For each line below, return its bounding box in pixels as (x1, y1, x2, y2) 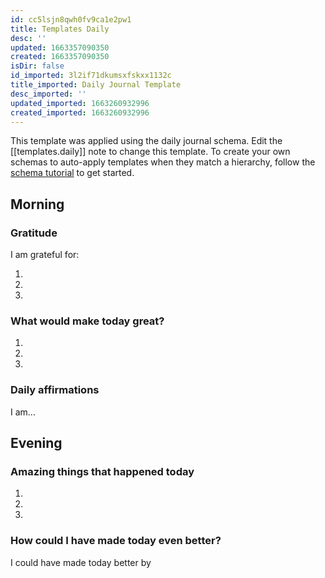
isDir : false (10, 61, 65, 71)
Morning (10, 196, 65, 213)
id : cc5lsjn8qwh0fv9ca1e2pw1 (10, 14, 132, 25)
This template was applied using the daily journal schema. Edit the (10, 135, 283, 147)
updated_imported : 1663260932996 (10, 98, 150, 108)
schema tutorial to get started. (10, 167, 135, 179)
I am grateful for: (10, 249, 80, 261)
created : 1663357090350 (10, 52, 110, 62)
